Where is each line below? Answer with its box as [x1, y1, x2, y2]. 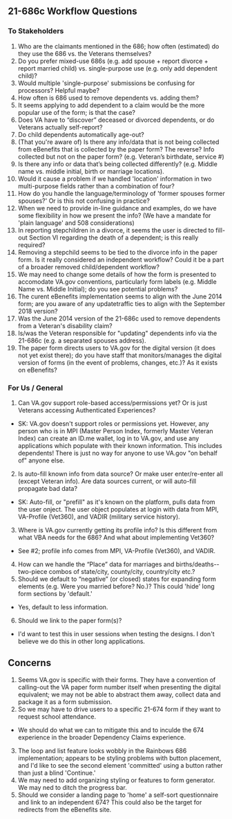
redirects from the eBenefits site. [17, 805, 112, 813]
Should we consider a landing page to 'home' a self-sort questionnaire [17, 791, 219, 799]
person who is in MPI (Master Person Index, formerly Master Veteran [17, 426, 213, 435]
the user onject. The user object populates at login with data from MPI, [17, 505, 220, 513]
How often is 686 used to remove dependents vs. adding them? [17, 93, 200, 102]
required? [17, 240, 46, 249]
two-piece [17, 567, 48, 575]
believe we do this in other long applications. [17, 637, 146, 645]
